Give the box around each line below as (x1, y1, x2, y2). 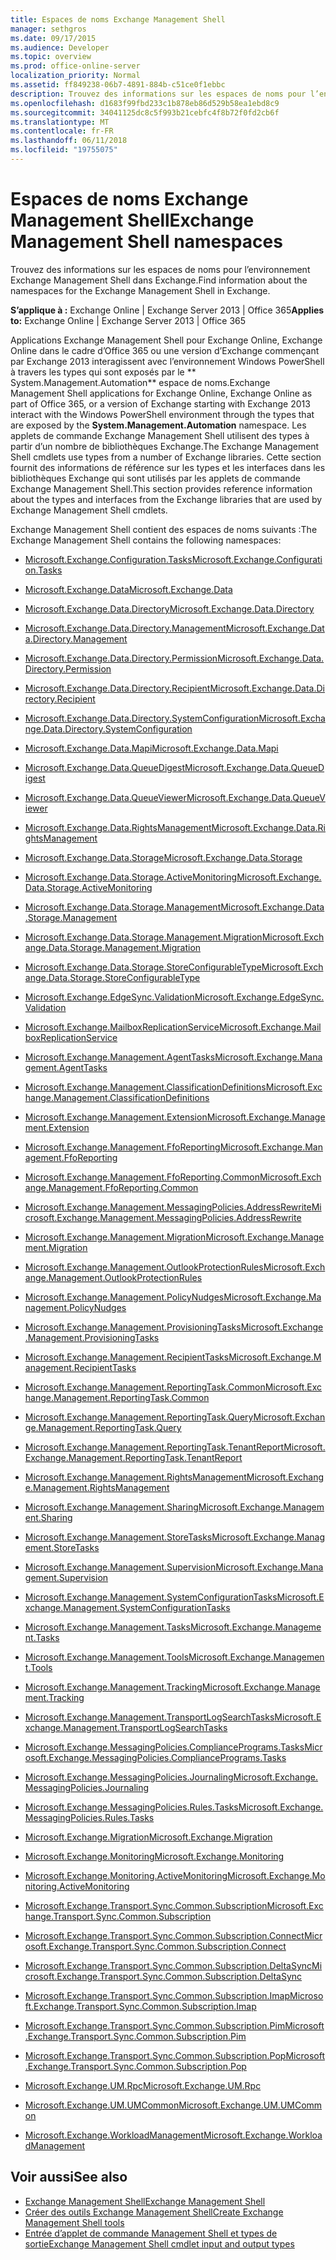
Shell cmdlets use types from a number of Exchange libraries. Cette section (10, 451, 322, 463)
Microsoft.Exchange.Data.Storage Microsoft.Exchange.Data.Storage (24, 851, 303, 863)
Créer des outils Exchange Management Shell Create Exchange (24, 2206, 284, 2218)
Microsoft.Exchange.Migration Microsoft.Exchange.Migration (24, 1831, 273, 1843)
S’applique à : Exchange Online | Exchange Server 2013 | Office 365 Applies (10, 304, 325, 316)
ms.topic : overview (10, 52, 92, 62)
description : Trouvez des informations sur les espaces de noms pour (10, 89, 307, 99)
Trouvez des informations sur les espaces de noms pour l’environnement (10, 263, 311, 275)
